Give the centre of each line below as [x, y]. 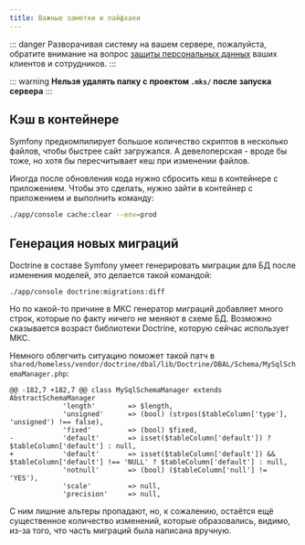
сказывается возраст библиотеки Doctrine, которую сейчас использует [149, 328]
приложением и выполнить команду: [82, 198]
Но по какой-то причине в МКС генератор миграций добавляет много [147, 309]
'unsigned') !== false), [57, 422]
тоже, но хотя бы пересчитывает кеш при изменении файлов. [130, 161]
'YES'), [24, 478]
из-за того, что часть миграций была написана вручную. [121, 530]
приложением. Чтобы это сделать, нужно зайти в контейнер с [131, 188]
